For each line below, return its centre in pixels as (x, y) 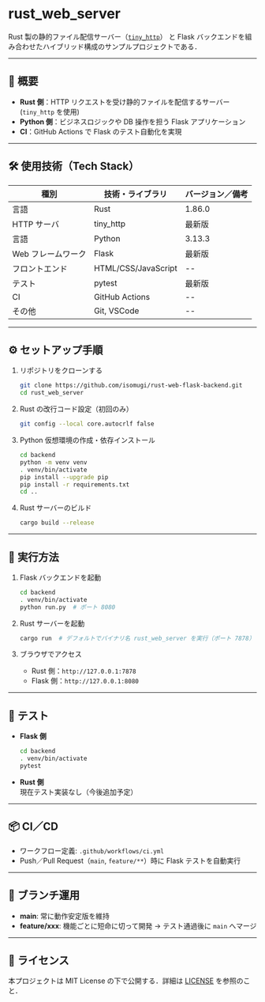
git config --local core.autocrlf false (87, 424)
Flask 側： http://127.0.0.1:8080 (85, 681)
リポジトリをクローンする (61, 371)
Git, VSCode (116, 311)
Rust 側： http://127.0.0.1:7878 (84, 671)
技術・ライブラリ (136, 194)
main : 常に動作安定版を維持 (65, 916)
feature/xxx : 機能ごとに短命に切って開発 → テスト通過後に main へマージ (138, 925)
